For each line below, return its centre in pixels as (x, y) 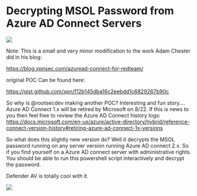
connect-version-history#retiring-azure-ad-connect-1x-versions (85, 128)
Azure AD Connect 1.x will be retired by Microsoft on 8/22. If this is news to (98, 109)
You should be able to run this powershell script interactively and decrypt (95, 158)
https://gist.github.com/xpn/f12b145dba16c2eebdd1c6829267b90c (88, 91)
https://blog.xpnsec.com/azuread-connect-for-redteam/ (75, 68)
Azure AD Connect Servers (74, 23)
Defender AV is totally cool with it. (47, 176)
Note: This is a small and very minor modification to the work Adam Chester (98, 51)
